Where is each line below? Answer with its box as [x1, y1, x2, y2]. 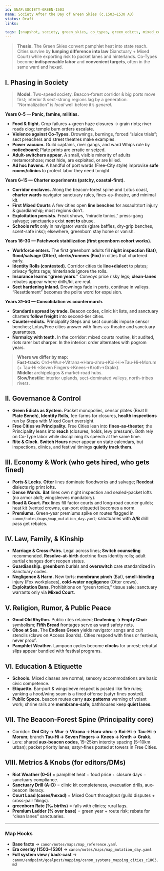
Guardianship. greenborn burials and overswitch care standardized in [12, 563, 155, 569]
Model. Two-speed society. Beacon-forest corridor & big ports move [17, 91, 156, 97]
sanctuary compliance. [12, 776, 59, 783]
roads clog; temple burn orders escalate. [12, 126, 94, 132]
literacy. [28, 787, 45, 793]
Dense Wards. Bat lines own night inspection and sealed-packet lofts [12, 489, 152, 495]
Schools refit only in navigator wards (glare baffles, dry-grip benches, [12, 223, 154, 229]
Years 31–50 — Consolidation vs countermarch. [5, 298, 104, 304]
